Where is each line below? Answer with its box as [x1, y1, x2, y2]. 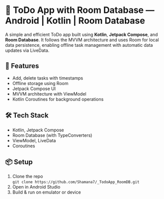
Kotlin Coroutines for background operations [12, 96, 104, 102]
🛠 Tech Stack [5, 111, 49, 120]
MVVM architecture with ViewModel [12, 91, 86, 97]
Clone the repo [12, 174, 43, 180]
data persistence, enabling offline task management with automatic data [5, 42, 153, 48]
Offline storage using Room [12, 80, 69, 86]
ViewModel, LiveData [12, 137, 56, 143]
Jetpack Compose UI [12, 86, 56, 92]
